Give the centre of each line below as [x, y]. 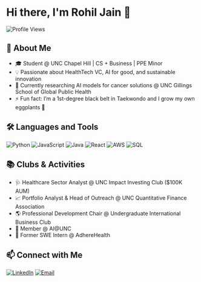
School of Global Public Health [53, 92]
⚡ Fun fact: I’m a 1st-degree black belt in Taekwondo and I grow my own [105, 98]
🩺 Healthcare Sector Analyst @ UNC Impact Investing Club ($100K [99, 183]
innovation [28, 79]
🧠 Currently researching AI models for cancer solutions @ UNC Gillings [104, 85]
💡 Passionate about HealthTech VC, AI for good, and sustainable [95, 72]
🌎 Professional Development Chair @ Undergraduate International [98, 213]
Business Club [33, 222]
